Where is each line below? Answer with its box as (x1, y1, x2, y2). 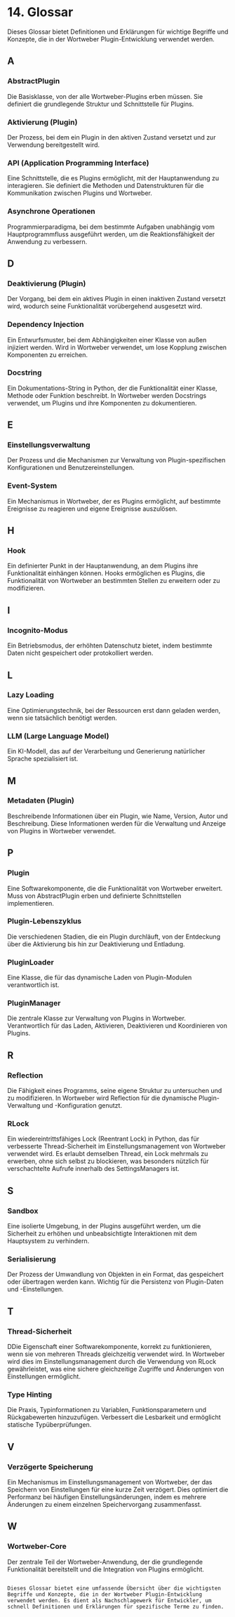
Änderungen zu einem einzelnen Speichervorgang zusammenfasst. (7, 1501, 202, 1509)
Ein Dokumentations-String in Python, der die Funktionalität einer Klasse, (7, 384, 217, 392)
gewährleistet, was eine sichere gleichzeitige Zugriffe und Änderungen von (7, 1365, 224, 1374)
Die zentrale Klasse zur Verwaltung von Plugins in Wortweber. (7, 1014, 186, 1023)
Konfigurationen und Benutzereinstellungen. (7, 464, 135, 472)
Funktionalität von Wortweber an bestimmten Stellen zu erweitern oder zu (7, 577, 220, 585)
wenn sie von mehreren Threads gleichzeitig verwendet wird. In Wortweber (7, 1350, 225, 1358)
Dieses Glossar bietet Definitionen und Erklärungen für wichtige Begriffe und (7, 27, 229, 36)
